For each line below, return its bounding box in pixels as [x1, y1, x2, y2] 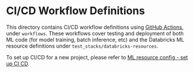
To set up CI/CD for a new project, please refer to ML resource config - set [6, 54, 188, 61]
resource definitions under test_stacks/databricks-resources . [6, 42, 159, 49]
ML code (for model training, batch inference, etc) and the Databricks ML [6, 36, 185, 43]
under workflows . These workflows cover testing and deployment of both [6, 29, 184, 36]
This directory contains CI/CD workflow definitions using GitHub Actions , [6, 24, 184, 31]
